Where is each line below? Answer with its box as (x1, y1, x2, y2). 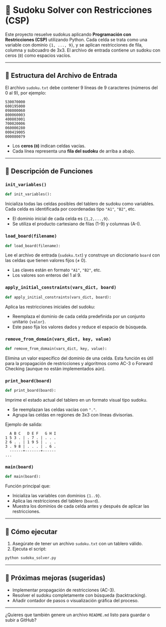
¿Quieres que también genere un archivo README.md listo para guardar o (5, 612, 150, 618)
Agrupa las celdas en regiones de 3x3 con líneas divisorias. (12, 412, 134, 418)
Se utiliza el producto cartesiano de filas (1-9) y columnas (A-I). (12, 221, 141, 227)
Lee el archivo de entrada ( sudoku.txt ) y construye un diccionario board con (5, 252, 160, 258)
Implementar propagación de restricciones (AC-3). (12, 587, 116, 593)
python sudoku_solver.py (5, 555, 56, 560)
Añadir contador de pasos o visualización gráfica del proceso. (12, 597, 139, 603)
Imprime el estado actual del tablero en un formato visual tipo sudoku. (5, 397, 148, 403)
